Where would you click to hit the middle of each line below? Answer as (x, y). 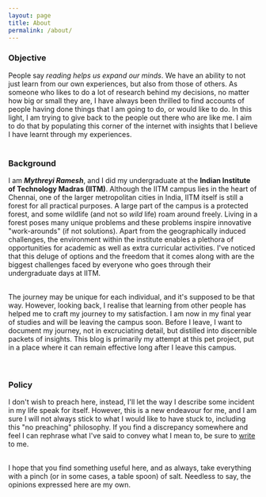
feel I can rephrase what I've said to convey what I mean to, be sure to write (132, 436)
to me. (19, 444)
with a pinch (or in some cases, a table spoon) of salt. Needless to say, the (130, 476)
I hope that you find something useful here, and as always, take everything (130, 468)
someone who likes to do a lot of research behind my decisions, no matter (129, 92)
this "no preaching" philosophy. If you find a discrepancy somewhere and (128, 427)
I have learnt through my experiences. (70, 134)
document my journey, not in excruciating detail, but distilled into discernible (133, 331)
